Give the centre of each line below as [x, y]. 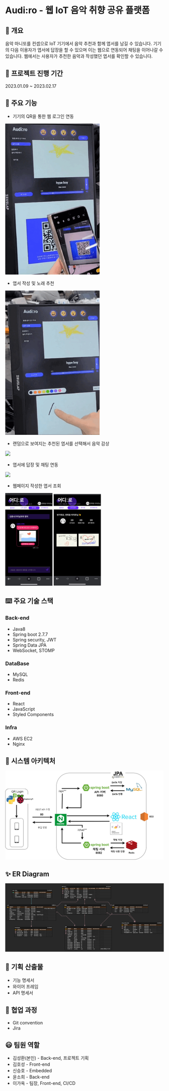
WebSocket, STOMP [33, 650]
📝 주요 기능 [21, 103]
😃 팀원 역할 [23, 1045]
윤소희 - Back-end [31, 1077]
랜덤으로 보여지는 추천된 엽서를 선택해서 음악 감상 [61, 443]
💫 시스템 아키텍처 [30, 761]
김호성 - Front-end [31, 1064]
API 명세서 [23, 993]
